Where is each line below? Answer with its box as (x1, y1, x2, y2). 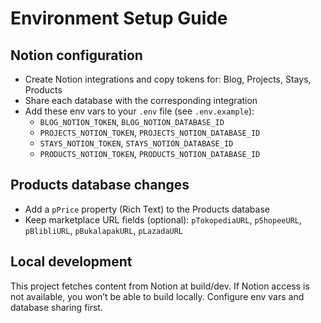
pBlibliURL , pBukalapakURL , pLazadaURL (24, 224, 184, 236)
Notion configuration (10, 47, 143, 64)
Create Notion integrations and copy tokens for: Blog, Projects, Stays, (24, 73, 312, 85)
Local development (10, 253, 133, 271)
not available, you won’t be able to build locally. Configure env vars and (10, 290, 305, 302)
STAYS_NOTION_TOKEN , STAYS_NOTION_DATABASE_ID (39, 137, 234, 149)
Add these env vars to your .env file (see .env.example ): (24, 105, 255, 117)
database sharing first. (10, 301, 103, 313)
